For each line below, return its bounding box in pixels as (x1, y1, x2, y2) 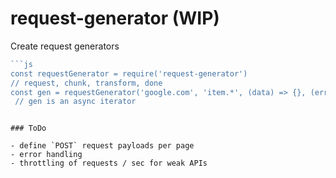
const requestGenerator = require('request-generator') (10, 68, 248, 79)
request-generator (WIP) (10, 7, 220, 30)
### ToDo (10, 123, 47, 134)
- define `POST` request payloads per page (10, 141, 195, 151)
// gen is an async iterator (14, 97, 137, 107)
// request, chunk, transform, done (10, 78, 163, 88)
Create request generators (10, 40, 120, 52)
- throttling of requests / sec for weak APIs (10, 158, 208, 169)
